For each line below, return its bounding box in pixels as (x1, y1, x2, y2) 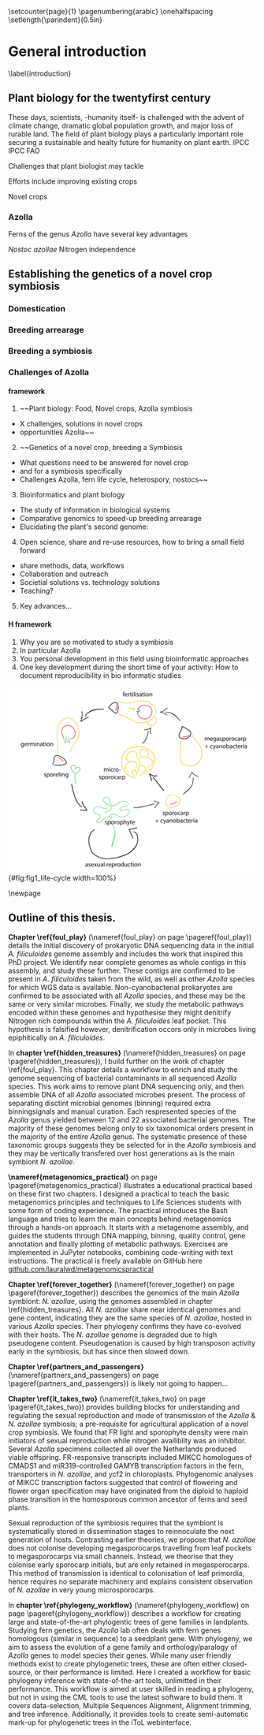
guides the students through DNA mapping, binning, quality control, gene (8, 1231, 246, 1240)
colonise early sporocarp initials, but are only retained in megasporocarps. (8, 1560, 250, 1569)
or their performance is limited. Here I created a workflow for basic (34, 1667, 251, 1677)
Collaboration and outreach (19, 569, 109, 579)
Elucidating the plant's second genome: (19, 522, 149, 531)
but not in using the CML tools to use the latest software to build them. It (8, 1692, 243, 1702)
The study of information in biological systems (19, 505, 171, 515)
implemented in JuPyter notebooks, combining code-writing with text (8, 1247, 234, 1257)
